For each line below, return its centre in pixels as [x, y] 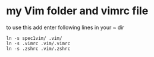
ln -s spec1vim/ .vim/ [34, 38]
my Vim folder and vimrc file [77, 11]
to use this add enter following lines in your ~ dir [65, 27]
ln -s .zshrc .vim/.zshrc [38, 49]
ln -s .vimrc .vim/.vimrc [38, 43]
